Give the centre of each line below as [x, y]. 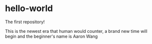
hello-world [29, 8]
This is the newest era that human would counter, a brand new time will [76, 31]
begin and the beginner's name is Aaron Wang [51, 36]
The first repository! [25, 22]
